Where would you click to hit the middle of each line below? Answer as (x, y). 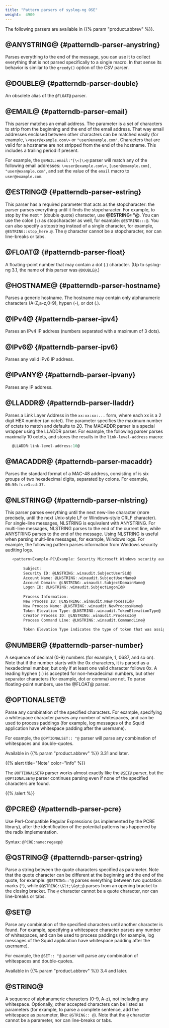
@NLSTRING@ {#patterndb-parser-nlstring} (77, 500)
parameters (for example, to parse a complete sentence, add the (72, 1010)
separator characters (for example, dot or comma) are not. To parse (75, 678)
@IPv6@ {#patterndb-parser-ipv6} (62, 347)
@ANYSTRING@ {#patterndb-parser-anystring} (82, 45)
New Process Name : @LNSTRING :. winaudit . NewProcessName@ (83, 606)
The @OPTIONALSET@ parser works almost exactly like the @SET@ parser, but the (84, 773)
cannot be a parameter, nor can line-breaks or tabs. (59, 1020)
